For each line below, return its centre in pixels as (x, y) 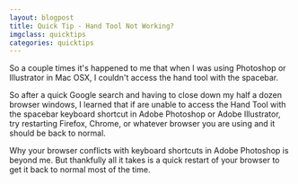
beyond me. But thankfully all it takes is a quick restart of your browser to (145, 160)
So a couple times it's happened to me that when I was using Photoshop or (148, 68)
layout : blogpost (42, 18)
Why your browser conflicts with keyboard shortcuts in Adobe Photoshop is (149, 151)
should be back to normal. (57, 133)
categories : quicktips (52, 43)
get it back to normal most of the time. (80, 170)
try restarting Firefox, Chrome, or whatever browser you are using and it (142, 124)
